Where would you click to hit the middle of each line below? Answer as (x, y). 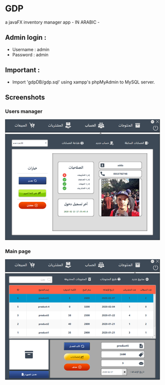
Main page (18, 251)
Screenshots (25, 97)
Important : (23, 70)
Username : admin (31, 49)
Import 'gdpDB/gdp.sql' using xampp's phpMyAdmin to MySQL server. (83, 82)
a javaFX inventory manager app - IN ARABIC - (52, 22)
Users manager (24, 111)
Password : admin (30, 55)
